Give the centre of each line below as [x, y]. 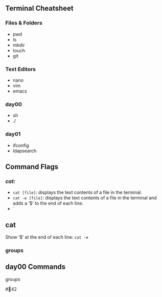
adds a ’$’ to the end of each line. [48, 203]
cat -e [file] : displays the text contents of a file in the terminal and [85, 198]
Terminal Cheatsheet [39, 8]
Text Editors [21, 69]
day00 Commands [36, 267]
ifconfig [21, 145]
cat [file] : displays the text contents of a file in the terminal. [77, 192]
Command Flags [32, 166]
